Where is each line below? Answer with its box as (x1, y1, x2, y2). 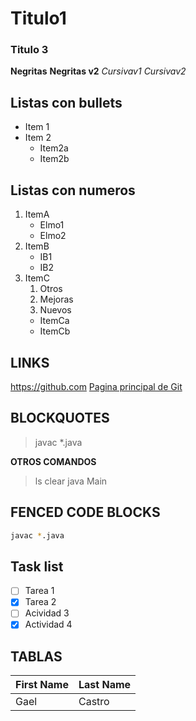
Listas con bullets (10, 94, 123, 111)
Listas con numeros (10, 182, 136, 199)
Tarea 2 (24, 596, 57, 608)
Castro (78, 695, 110, 709)
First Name (15, 678, 69, 692)
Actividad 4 (24, 618, 73, 631)
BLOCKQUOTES (10, 410, 110, 427)
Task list (10, 558, 64, 575)
